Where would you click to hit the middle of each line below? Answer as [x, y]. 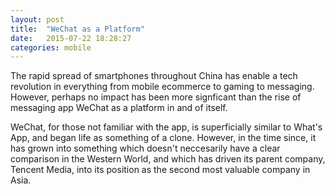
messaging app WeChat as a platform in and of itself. [119, 108]
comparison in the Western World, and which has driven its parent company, [168, 159]
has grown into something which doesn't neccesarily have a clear [145, 148]
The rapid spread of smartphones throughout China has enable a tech [154, 76]
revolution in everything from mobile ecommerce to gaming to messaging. [162, 87]
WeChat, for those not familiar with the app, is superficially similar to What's [166, 127]
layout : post [37, 19]
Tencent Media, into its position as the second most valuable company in [160, 170]
